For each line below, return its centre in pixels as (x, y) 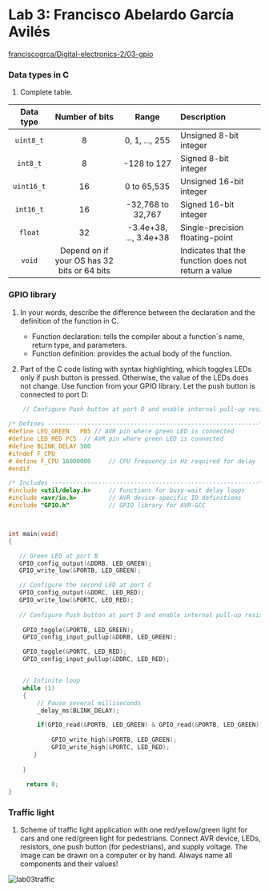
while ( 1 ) (39, 688)
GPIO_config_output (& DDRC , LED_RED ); (82, 593)
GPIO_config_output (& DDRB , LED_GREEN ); (85, 563)
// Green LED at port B (58, 556)
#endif (19, 469)
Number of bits (84, 117)
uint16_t (30, 187)
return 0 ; (42, 784)
